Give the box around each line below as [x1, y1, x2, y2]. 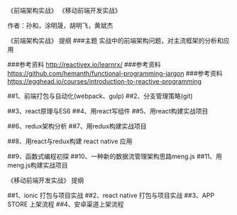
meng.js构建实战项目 [7, 161, 69, 169]
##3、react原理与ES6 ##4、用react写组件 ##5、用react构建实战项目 [7, 107, 209, 115]
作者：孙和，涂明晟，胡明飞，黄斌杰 [7, 21, 114, 30]
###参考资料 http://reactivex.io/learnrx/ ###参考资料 [7, 60, 161, 69]
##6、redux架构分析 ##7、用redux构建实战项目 [7, 122, 147, 130]
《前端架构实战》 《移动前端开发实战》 [7, 6, 121, 14]
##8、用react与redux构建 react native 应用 [7, 137, 133, 145]
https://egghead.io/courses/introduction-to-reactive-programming [7, 77, 202, 85]
